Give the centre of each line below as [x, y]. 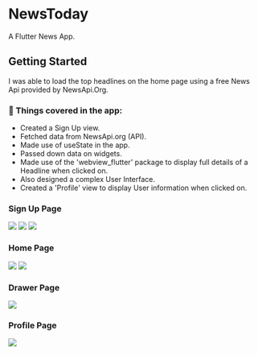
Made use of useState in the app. [75, 145]
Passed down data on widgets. [71, 154]
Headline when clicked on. [64, 171]
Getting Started [48, 62]
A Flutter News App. [42, 36]
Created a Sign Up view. [60, 128]
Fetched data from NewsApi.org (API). [83, 137]
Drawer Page [34, 287]
